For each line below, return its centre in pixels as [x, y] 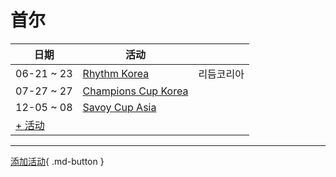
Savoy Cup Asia [119, 107]
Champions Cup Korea [135, 91]
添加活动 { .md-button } [57, 161]
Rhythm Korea [116, 73]
